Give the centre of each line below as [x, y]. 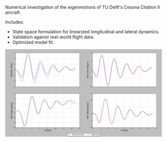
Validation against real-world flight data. [53, 37]
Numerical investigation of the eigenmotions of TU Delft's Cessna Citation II [83, 7]
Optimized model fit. [33, 42]
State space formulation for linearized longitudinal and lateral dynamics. [86, 32]
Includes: [14, 22]
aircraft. [13, 12]
